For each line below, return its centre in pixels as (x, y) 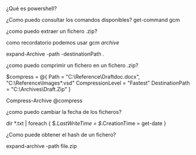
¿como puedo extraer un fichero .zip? (52, 31)
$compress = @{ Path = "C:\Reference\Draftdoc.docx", (73, 77)
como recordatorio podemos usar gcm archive (63, 43)
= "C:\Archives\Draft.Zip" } (38, 89)
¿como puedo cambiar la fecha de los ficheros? (64, 112)
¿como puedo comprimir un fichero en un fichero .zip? (72, 65)
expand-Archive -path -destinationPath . (55, 54)
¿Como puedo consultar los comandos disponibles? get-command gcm (93, 20)
